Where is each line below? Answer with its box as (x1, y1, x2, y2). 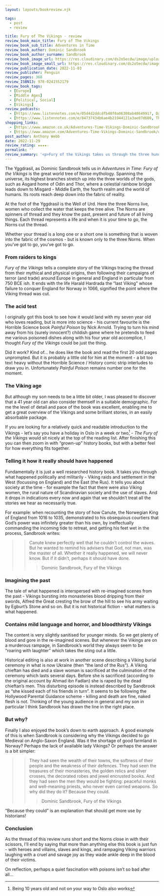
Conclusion (5, 825, 33, 831)
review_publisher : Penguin (5, 70, 60, 75)
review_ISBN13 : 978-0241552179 (5, 79, 69, 85)
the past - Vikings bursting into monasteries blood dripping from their (5, 593, 145, 599)
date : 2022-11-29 (5, 138, 41, 143)
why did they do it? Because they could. (29, 788, 110, 794)
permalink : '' (5, 148, 34, 153)
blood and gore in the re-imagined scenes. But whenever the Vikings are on (5, 637, 157, 643)
